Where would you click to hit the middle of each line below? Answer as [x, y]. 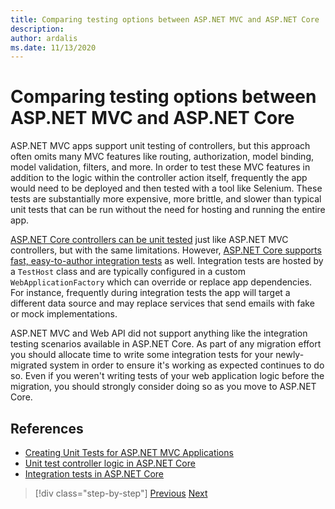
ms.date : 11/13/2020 [53, 47]
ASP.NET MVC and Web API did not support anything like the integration [159, 333]
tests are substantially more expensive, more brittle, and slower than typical [166, 199]
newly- [290, 355]
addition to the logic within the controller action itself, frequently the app [159, 178]
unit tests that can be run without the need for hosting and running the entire [168, 210]
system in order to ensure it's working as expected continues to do [187, 365]
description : [37, 29]
